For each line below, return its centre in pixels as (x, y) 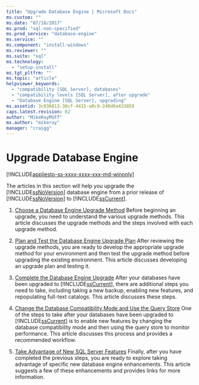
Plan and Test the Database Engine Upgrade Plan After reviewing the (99, 241)
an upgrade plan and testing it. (52, 266)
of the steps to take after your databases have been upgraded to (94, 315)
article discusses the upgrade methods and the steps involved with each (104, 223)
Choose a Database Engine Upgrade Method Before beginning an (95, 210)
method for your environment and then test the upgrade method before (102, 253)
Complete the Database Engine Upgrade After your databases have (97, 278)
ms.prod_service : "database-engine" (52, 34)
